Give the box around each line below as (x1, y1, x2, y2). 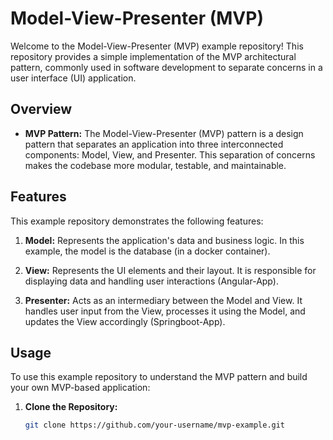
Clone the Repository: (24, 401, 118, 413)
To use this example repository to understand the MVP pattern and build (10, 371, 308, 383)
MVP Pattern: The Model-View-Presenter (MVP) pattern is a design (24, 127, 304, 139)
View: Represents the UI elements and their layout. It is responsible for (24, 264, 317, 276)
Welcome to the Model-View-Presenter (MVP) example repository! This (10, 40, 304, 52)
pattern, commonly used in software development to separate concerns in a (10, 61, 323, 73)
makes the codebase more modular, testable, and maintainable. (24, 159, 287, 171)
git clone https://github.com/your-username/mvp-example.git (24, 420, 286, 431)
